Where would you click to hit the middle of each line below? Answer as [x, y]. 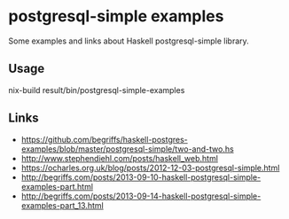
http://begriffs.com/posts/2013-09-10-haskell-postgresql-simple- [141, 177]
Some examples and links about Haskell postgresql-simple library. [129, 41]
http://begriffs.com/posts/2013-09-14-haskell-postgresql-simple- [141, 196]
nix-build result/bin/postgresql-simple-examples [97, 90]
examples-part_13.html [62, 205]
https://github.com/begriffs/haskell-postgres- [104, 139]
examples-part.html [57, 186]
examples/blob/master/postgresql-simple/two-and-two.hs [127, 149]
